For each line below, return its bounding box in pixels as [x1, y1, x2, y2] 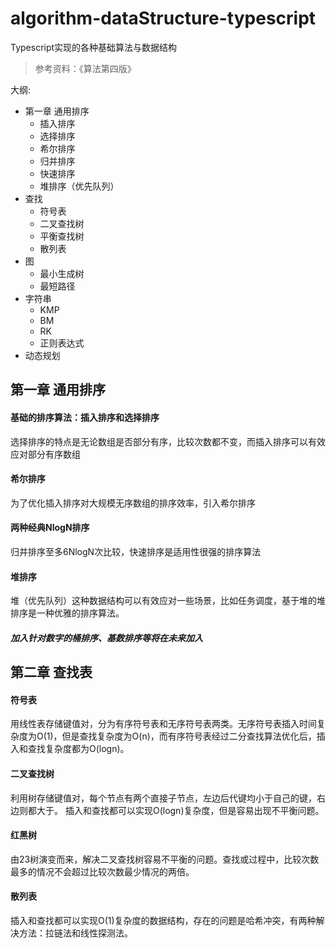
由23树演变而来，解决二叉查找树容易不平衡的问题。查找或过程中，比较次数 [10, 853, 320, 865]
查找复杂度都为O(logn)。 [27, 743, 130, 755]
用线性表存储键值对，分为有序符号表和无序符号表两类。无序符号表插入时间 [10, 718, 317, 730]
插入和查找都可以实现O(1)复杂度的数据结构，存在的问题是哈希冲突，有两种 [10, 914, 317, 926]
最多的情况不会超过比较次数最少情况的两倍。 [10, 865, 195, 877]
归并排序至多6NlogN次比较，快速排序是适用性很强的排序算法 [10, 545, 262, 557]
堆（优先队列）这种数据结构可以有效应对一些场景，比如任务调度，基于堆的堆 [10, 595, 326, 607]
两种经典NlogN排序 [10, 522, 90, 534]
